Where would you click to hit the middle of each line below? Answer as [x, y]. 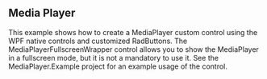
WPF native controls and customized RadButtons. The [98, 41]
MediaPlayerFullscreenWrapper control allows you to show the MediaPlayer [134, 49]
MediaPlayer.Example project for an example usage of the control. [118, 66]
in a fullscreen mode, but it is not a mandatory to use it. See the [114, 57]
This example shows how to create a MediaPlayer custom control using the [133, 32]
